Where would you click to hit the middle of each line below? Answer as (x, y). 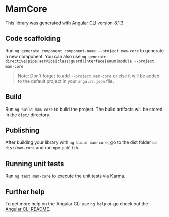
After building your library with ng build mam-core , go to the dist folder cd (81, 142)
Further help (25, 192)
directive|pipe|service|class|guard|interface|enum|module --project (80, 61)
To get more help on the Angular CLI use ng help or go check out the (77, 204)
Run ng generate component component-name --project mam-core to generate (84, 50)
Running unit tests (35, 164)
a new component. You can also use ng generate (56, 56)
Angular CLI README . (28, 209)
